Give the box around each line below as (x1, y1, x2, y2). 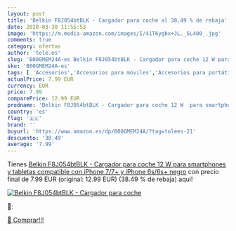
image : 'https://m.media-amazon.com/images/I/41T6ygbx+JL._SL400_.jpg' (7, 29, 221, 37)
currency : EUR (7, 82, 49, 89)
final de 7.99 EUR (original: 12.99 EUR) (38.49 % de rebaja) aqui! (7, 175, 193, 183)
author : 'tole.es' (7, 50, 61, 57)
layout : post (7, 10, 46, 18)
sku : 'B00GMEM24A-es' (7, 62, 71, 70)
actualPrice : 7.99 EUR (7, 75, 74, 83)
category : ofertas (7, 43, 61, 50)
